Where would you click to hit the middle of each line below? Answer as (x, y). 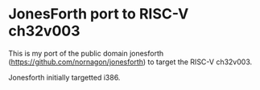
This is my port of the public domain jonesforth (86, 53)
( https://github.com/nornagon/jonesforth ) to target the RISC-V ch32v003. (130, 62)
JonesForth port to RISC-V (99, 14)
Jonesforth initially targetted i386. (64, 77)
